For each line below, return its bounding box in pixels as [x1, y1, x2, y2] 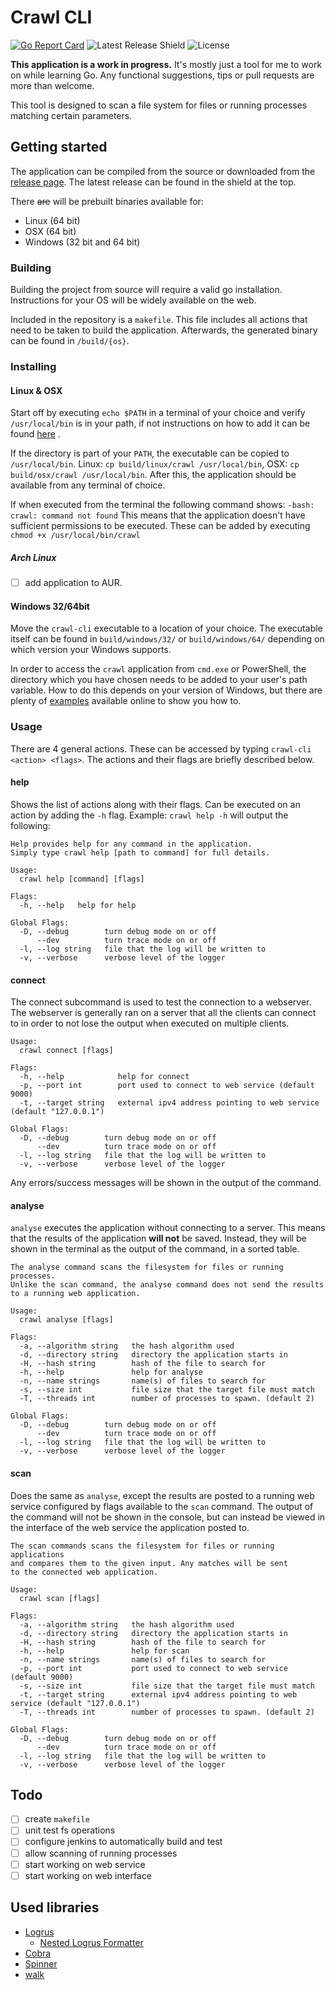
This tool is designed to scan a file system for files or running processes [10, 99, 308, 111]
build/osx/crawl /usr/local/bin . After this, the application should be [10, 469, 297, 481]
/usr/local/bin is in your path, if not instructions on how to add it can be [10, 417, 311, 430]
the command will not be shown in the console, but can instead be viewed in [10, 1511, 326, 1523]
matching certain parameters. [10, 109, 133, 121]
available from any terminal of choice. [10, 479, 166, 491]
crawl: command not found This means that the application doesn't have [10, 509, 306, 521]
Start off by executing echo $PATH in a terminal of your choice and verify [10, 407, 306, 419]
